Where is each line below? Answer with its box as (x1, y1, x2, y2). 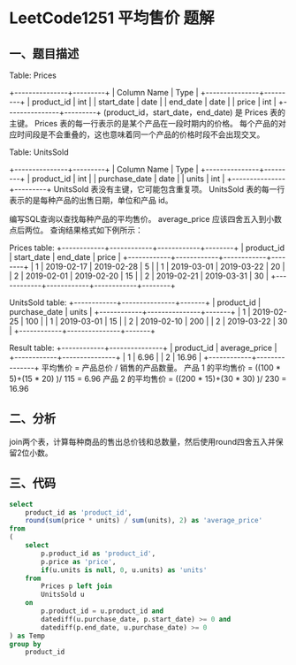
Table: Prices (9, 70, 57, 80)
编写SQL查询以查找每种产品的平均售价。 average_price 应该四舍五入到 (9, 214, 267, 224)
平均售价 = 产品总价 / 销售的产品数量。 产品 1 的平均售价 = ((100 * (41, 363, 281, 372)
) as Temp (9, 631, 46, 640)
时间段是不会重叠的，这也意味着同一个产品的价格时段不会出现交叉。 (16, 129, 265, 140)
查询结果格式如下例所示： (49, 225, 143, 235)
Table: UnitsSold (9, 147, 69, 157)
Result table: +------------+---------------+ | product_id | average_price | (9, 342, 277, 353)
